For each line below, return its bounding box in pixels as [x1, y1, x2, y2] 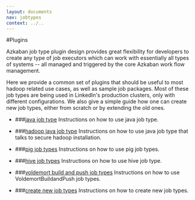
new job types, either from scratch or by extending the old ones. [6, 105, 166, 112]
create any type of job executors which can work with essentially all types [6, 55, 189, 62]
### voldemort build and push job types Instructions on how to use [14, 169, 180, 176]
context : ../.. [6, 20, 44, 26]
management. [6, 67, 41, 74]
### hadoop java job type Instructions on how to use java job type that [14, 127, 188, 135]
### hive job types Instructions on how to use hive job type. [14, 157, 162, 165]
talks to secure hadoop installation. [14, 134, 102, 141]
